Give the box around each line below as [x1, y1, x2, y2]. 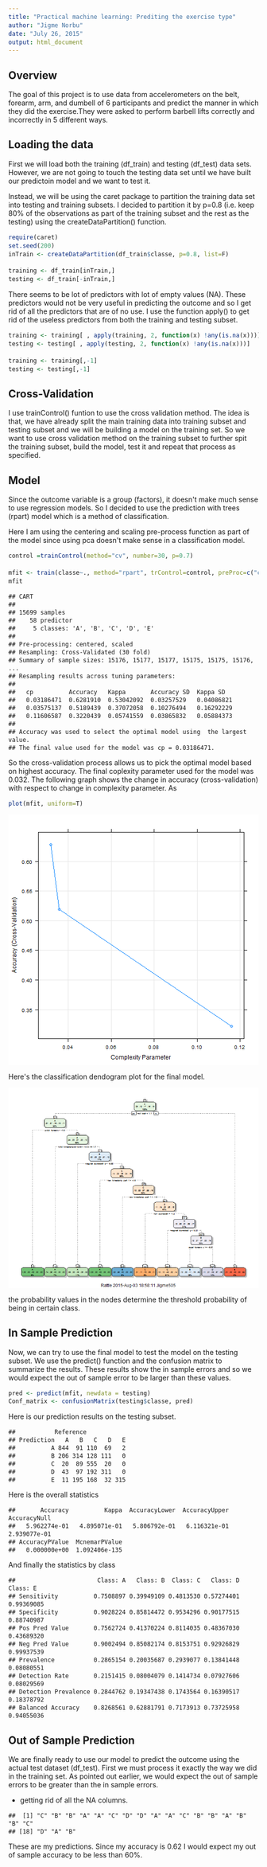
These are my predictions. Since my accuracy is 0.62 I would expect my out [8, 1842, 257, 1851]
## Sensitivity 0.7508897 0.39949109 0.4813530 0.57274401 [8, 1592, 240, 1600]
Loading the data [8, 138, 94, 151]
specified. [8, 451, 41, 460]
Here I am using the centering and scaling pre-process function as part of [8, 527, 250, 537]
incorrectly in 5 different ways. [8, 115, 109, 125]
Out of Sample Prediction [8, 1733, 135, 1747]
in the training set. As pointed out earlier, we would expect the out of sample [8, 1771, 258, 1781]
